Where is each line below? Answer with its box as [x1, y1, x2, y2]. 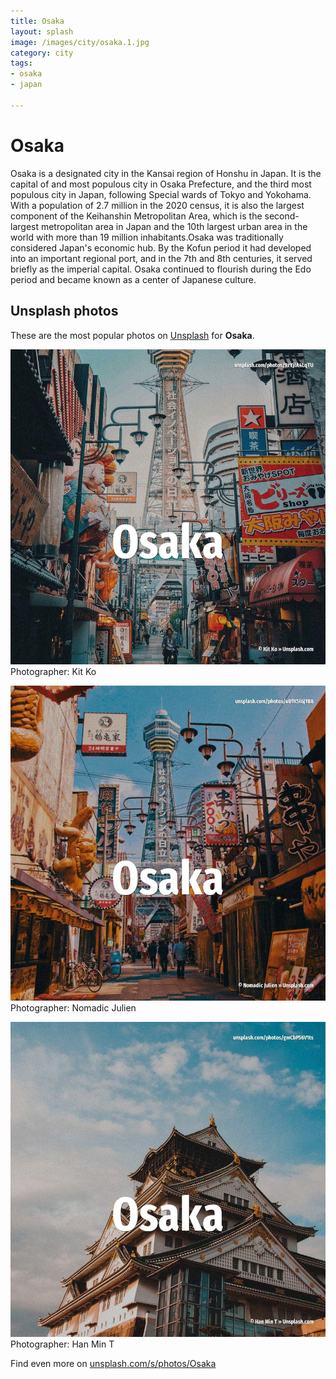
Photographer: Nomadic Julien [10, 1001, 137, 1014]
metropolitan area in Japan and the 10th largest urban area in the [40, 220, 308, 232]
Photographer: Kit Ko [10, 665, 97, 677]
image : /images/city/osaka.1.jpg [10, 37, 150, 47]
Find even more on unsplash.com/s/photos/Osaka [10, 1357, 217, 1369]
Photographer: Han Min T [10, 1338, 115, 1350]
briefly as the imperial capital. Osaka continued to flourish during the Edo [10, 263, 312, 275]
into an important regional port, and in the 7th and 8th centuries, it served [10, 252, 313, 264]
